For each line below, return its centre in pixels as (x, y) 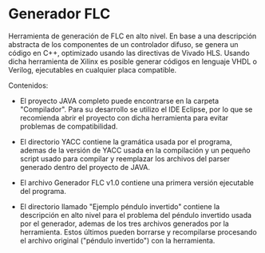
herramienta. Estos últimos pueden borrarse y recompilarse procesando (138, 231)
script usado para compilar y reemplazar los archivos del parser (125, 158)
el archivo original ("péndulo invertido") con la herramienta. (117, 240)
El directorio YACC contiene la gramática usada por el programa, (126, 141)
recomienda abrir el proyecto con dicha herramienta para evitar (124, 117)
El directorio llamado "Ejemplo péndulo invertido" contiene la (120, 206)
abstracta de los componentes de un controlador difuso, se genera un (123, 44)
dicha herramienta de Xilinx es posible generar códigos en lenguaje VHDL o (133, 61)
